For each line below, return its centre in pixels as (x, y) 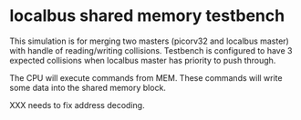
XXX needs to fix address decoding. (77, 105)
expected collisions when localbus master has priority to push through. (143, 60)
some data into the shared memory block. (88, 87)
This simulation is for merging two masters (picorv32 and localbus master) (149, 41)
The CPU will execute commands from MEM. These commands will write (146, 77)
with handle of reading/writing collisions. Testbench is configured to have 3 (151, 50)
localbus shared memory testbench (147, 16)
